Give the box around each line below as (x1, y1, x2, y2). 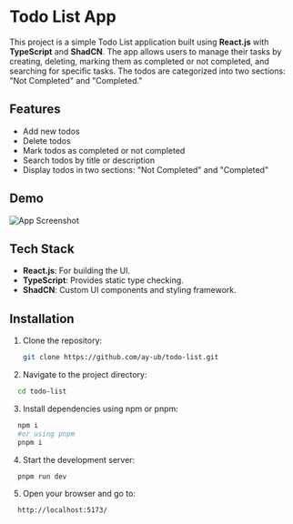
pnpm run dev (17, 471, 67, 481)
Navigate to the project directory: (22, 369, 147, 380)
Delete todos (22, 135, 71, 146)
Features (9, 102, 61, 117)
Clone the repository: (22, 335, 103, 347)
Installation (9, 311, 75, 327)
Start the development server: (22, 454, 136, 465)
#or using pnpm (17, 429, 76, 438)
